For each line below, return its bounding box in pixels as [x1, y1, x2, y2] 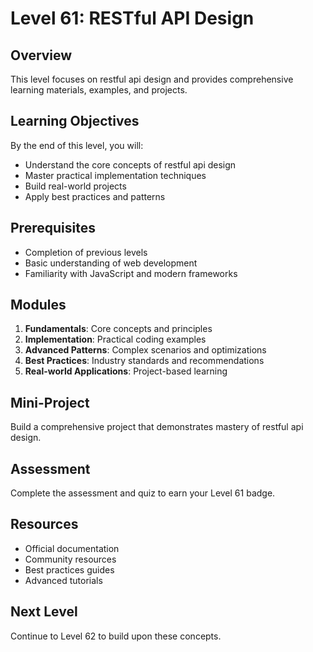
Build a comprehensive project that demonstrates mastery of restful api [10, 421, 304, 433]
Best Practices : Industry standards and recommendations [24, 355, 265, 367]
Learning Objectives [10, 113, 140, 130]
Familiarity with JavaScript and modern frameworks [24, 267, 238, 279]
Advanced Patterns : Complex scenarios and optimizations [24, 344, 267, 356]
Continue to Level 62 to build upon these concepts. [10, 630, 222, 642]
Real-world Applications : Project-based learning [24, 365, 228, 377]
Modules [10, 297, 67, 314]
